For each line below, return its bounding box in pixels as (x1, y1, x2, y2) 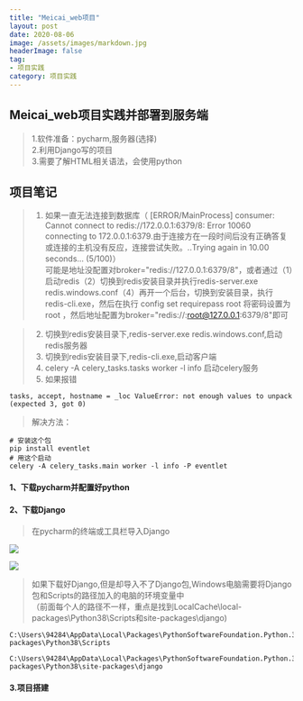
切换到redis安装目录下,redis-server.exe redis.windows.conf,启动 (44, 329, 283, 340)
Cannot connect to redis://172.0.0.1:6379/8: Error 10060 (44, 220, 252, 231)
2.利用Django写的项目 (31, 144, 113, 155)
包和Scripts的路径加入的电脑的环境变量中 (31, 590, 185, 601)
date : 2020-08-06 (9, 30, 75, 39)
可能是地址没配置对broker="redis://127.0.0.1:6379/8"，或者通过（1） (44, 265, 293, 276)
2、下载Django (9, 504, 66, 514)
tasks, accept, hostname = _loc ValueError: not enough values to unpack (9, 392, 293, 401)
